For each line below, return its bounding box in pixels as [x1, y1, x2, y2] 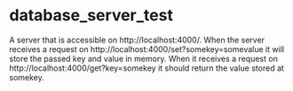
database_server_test [9, 5, 173, 26]
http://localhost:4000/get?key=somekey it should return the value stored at [9, 63, 284, 73]
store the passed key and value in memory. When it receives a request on [9, 53, 278, 64]
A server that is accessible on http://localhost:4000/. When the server [9, 34, 265, 45]
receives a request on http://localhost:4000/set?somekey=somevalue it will [9, 43, 285, 54]
